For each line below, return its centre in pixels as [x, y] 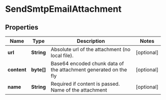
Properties [22, 27]
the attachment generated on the [89, 70]
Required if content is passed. [85, 84]
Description [91, 41]
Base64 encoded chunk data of [87, 64]
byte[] [39, 70]
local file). [62, 55]
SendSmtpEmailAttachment [63, 9]
